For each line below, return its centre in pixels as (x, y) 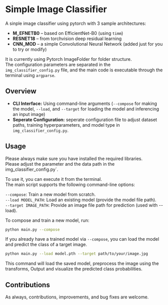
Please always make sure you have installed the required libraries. (74, 159)
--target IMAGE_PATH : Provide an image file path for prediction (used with (81, 205)
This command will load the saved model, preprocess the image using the (82, 263)
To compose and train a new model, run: (47, 220)
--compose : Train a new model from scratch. (51, 194)
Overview (21, 91)
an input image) (29, 114)
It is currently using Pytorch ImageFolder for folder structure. (69, 59)
